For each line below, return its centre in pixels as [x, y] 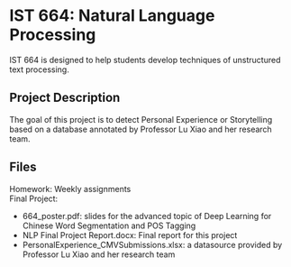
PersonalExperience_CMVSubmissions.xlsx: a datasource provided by [152, 244]
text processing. [39, 69]
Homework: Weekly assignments [70, 189]
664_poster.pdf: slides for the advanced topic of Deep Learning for [147, 216]
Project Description [65, 98]
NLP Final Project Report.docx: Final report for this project [130, 235]
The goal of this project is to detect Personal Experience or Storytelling [141, 119]
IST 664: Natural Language [112, 16]
